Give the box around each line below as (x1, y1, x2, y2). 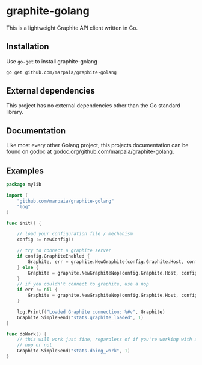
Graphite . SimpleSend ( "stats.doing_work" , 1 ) (17, 348, 130, 354)
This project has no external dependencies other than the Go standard (6, 101, 180, 109)
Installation (6, 42, 49, 52)
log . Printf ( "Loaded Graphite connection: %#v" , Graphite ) (17, 309, 165, 315)
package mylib (6, 182, 42, 188)
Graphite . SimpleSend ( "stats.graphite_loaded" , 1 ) (17, 314, 144, 320)
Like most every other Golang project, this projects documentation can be (6, 142, 189, 149)
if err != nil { (17, 287, 58, 293)
